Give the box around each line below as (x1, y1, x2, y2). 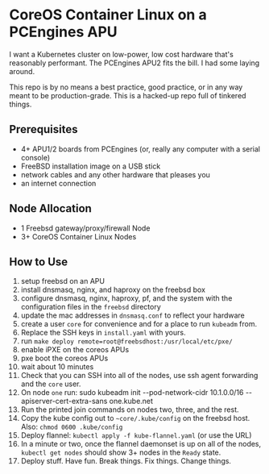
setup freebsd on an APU (20, 276, 106, 286)
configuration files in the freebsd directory (20, 302, 162, 312)
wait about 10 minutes (20, 362, 94, 372)
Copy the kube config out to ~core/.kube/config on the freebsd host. (20, 414, 250, 423)
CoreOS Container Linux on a (9, 6, 208, 24)
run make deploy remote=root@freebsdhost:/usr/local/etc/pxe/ (20, 336, 233, 346)
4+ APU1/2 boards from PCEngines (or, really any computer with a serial (20, 143, 261, 154)
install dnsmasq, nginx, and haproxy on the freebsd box (20, 285, 206, 295)
